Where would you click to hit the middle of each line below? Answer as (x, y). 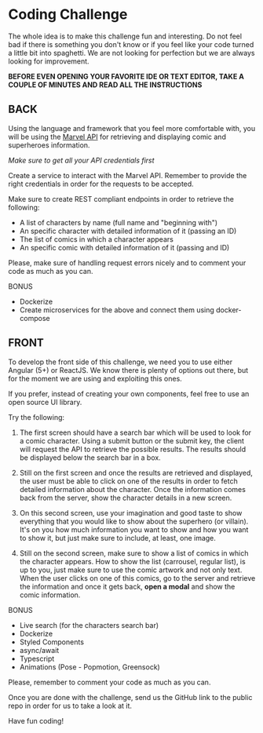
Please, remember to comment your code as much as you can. (110, 682)
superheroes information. (49, 145)
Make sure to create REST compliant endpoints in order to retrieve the (121, 199)
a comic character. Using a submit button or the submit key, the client (132, 440)
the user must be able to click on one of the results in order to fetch (128, 481)
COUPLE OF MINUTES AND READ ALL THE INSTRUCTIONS (105, 85)
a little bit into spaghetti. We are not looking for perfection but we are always (131, 53)
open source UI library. (45, 402)
